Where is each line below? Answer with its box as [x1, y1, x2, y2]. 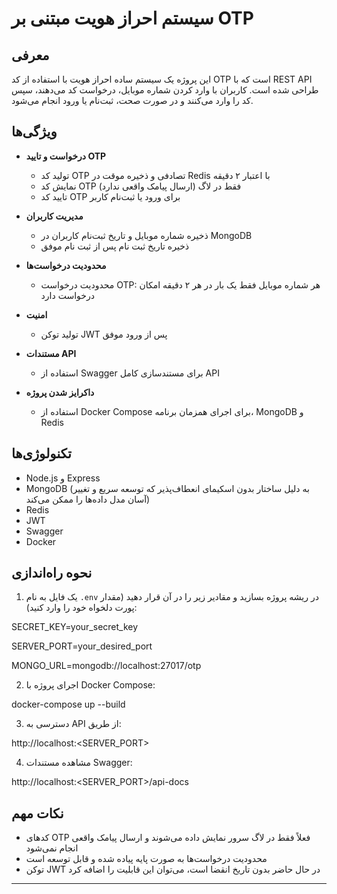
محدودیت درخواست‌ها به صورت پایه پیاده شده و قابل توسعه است [25, 853, 268, 865]
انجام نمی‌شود [25, 842, 79, 854]
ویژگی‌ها [11, 123, 58, 141]
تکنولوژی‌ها [11, 445, 72, 462]
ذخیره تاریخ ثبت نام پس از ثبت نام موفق [40, 240, 190, 252]
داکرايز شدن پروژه [25, 386, 95, 398]
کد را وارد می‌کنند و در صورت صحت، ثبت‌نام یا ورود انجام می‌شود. [11, 95, 254, 106]
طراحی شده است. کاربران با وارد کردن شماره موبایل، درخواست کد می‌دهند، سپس [11, 84, 319, 96]
